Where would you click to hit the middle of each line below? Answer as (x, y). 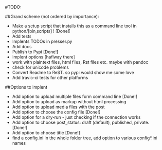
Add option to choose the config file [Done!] (56, 112)
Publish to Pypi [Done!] (35, 52)
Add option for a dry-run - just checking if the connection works (76, 117)
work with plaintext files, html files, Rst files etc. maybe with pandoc (80, 62)
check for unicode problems (40, 67)
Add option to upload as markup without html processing (69, 102)
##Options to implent (26, 87)
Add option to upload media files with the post (58, 107)
